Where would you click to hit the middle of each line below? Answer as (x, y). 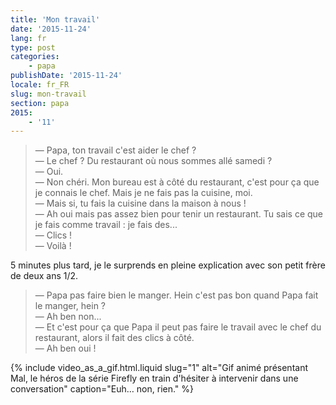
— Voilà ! (53, 246)
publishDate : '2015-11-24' (66, 76)
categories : (35, 57)
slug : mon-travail (48, 94)
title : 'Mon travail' (55, 19)
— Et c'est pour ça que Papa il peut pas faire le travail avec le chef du (178, 327)
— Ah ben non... (68, 317)
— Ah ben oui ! (65, 348)
